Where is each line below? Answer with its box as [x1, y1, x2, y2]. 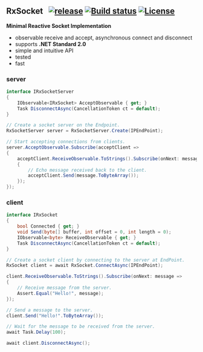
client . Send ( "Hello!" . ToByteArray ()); [6, 313, 104, 319]
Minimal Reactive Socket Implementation [6, 22, 112, 29]
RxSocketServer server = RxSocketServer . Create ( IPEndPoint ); [6, 128, 164, 134]
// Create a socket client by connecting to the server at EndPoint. [6, 257, 185, 263]
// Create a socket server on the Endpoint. [6, 122, 120, 128]
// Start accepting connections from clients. [6, 139, 126, 145]
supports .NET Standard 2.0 [14, 40, 86, 47]
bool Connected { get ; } [17, 223, 80, 229]
